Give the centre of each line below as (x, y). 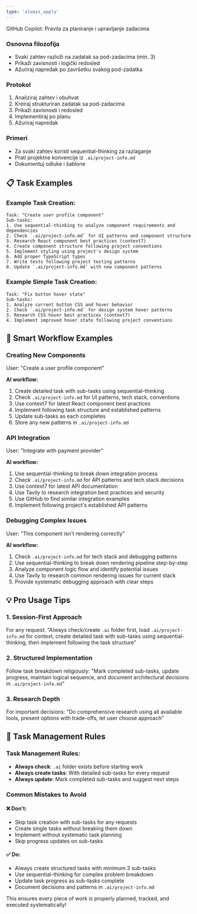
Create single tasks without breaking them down (73, 828)
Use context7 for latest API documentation (66, 486)
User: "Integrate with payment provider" (55, 450)
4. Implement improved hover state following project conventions (89, 320)
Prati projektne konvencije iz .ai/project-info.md (75, 157)
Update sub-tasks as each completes (60, 416)
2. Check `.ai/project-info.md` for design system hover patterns (89, 310)
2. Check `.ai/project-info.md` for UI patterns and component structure (99, 236)
